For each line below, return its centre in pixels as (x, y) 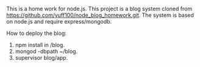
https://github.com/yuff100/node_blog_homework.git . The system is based (100, 15)
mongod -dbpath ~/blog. (46, 51)
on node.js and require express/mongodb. (59, 21)
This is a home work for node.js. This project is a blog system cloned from (99, 9)
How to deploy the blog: (37, 33)
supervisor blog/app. (41, 58)
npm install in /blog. (40, 45)
